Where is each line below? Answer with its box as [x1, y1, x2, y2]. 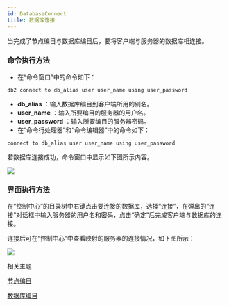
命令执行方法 [7, 56, 51, 65]
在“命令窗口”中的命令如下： [17, 72, 96, 81]
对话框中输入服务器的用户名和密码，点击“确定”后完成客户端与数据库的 [16, 211, 217, 219]
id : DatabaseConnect [7, 10, 67, 17]
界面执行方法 [7, 185, 51, 195]
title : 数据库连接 [7, 17, 56, 24]
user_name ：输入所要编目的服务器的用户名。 [17, 108, 150, 117]
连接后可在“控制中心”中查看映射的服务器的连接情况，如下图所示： [7, 234, 196, 243]
